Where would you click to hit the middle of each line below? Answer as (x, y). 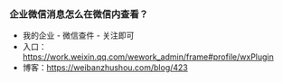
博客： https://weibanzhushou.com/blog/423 (105, 68)
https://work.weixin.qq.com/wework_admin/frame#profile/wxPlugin (148, 57)
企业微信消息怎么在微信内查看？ (79, 14)
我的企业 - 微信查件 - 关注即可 (78, 36)
